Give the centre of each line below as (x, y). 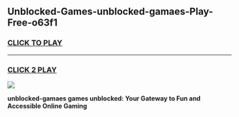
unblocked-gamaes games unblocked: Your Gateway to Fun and (104, 98)
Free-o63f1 (33, 23)
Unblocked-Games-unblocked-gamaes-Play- (110, 12)
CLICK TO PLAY (35, 43)
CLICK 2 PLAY (32, 69)
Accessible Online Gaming (47, 106)
